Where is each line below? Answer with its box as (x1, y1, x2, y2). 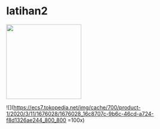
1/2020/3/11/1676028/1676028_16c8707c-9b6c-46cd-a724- (6, 110, 154, 117)
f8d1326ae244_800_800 (6, 116, 67, 124)
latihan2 (6, 4, 48, 18)
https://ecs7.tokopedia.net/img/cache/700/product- (13, 103, 141, 111)
